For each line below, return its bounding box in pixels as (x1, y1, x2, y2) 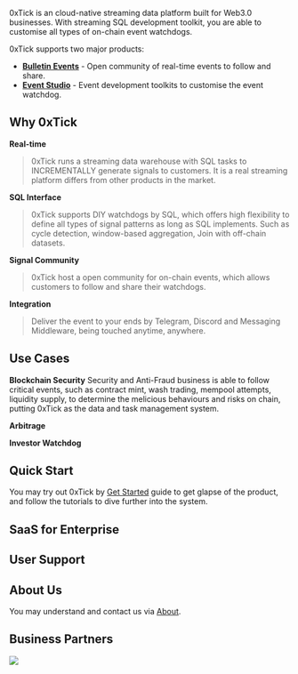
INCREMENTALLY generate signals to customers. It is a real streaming (30, 164, 288, 176)
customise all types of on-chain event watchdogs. (9, 27, 193, 36)
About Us (9, 582, 62, 598)
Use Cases (9, 351, 70, 366)
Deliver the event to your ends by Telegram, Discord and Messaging (30, 316, 281, 326)
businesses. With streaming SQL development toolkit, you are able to (9, 17, 262, 28)
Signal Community (9, 254, 80, 265)
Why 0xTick (9, 115, 78, 130)
